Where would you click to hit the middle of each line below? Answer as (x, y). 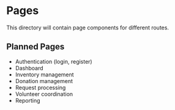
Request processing (40, 87)
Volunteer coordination (44, 94)
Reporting (28, 100)
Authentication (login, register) (54, 61)
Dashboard (29, 68)
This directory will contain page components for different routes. (88, 28)
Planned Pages (35, 47)
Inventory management (45, 75)
